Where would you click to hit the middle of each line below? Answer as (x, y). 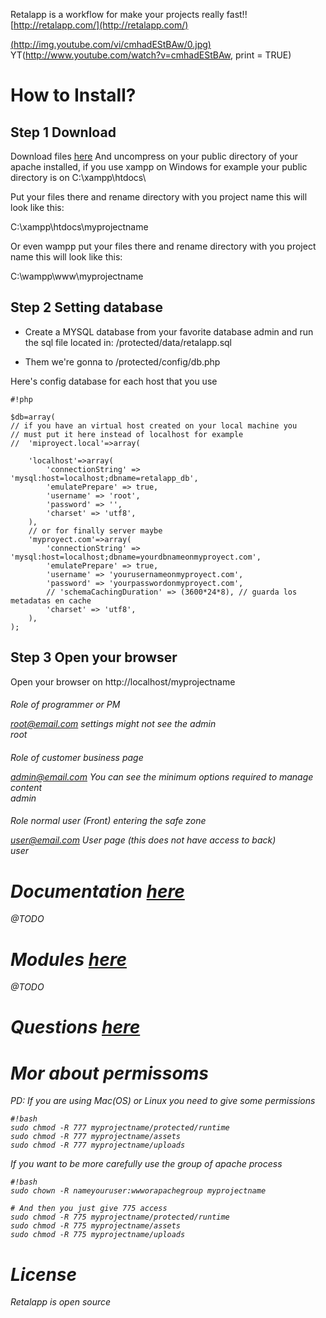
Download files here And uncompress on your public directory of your (154, 156)
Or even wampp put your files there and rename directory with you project (163, 246)
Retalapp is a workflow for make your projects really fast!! (129, 14)
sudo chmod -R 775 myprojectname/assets (96, 1226)
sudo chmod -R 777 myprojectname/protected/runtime (120, 1128)
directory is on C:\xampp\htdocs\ (78, 177)
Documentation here (97, 891)
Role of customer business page (77, 757)
